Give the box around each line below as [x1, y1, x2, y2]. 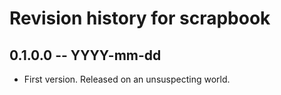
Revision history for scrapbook [9, 7, 271, 30]
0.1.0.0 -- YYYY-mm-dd [9, 47, 162, 64]
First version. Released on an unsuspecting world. [23, 73, 231, 85]
